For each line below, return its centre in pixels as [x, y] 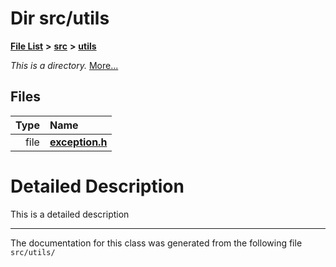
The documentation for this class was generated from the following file [156, 243]
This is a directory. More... [64, 65]
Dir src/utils [60, 18]
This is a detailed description [70, 214]
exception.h [78, 142]
